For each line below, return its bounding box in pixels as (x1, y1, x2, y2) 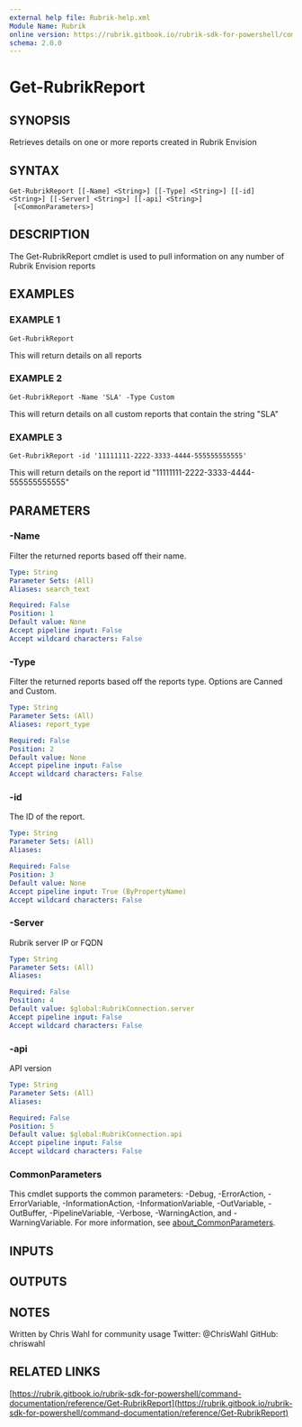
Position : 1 (9, 609, 54, 618)
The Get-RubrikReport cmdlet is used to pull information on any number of (9, 250, 285, 261)
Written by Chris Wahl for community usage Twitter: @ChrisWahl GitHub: (9, 1328, 279, 1339)
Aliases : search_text (9, 585, 91, 594)
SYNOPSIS (9, 113, 71, 128)
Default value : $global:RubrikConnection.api (9, 1130, 182, 1140)
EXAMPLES (9, 286, 75, 302)
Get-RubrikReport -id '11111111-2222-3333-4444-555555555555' (9, 451, 247, 460)
